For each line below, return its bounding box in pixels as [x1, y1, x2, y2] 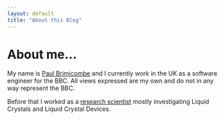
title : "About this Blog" [7, 17, 82, 24]
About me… [7, 46, 78, 62]
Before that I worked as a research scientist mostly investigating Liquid [7, 98, 209, 106]
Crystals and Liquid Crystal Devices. [7, 105, 111, 113]
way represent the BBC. [7, 84, 75, 92]
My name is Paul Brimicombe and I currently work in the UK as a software [7, 69, 218, 78]
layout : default [7, 10, 54, 17]
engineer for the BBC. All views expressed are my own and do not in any [7, 77, 214, 85]
